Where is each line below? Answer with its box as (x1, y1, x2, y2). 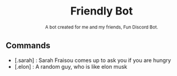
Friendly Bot (70, 4, 133, 18)
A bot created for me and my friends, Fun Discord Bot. (44, 24, 159, 30)
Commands (5, 40, 51, 51)
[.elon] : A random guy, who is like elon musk (14, 63, 128, 70)
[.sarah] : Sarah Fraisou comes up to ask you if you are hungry (14, 56, 172, 64)
